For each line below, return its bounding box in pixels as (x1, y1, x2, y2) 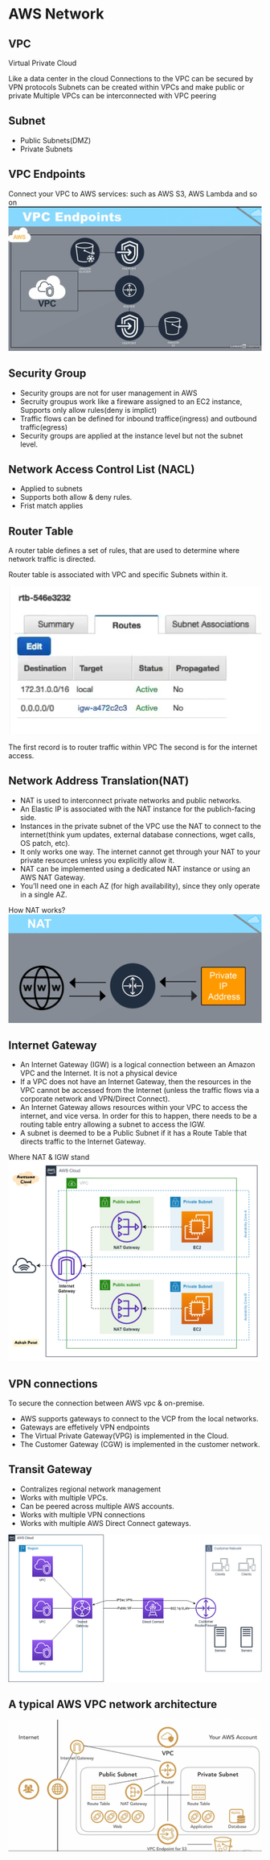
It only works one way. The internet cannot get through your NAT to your (19, 847, 261, 856)
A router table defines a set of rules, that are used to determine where (8, 546, 239, 555)
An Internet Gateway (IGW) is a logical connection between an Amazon (19, 1060, 256, 1070)
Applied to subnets (19, 484, 83, 493)
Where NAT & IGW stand (8, 1153, 90, 1162)
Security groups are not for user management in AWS (19, 388, 198, 398)
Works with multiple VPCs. (19, 1492, 108, 1502)
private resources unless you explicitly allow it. (19, 855, 175, 865)
